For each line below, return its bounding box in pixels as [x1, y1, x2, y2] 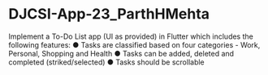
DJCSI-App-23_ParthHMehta [8, 5, 210, 23]
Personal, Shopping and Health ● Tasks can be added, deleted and [8, 48, 234, 58]
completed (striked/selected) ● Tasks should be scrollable [8, 57, 205, 67]
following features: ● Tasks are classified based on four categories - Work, [8, 40, 261, 49]
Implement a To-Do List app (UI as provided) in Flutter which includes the [8, 31, 253, 41]
